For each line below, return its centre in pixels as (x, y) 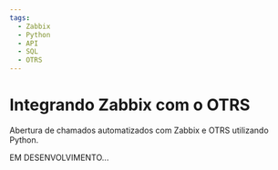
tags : (20, 18)
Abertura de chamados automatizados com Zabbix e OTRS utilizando (139, 130)
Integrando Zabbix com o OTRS (130, 105)
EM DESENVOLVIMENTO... (59, 157)
